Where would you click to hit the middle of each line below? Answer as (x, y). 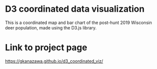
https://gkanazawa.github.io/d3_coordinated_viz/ (54, 61)
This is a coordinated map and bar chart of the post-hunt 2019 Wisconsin (78, 23)
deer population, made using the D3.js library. (51, 27)
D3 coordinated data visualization (75, 9)
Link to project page (46, 48)
